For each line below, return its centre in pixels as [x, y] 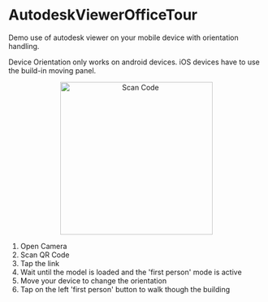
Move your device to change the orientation [93, 280]
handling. [24, 46]
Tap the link [39, 263]
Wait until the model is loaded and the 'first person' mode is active [131, 272]
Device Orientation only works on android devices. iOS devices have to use [134, 62]
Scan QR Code [45, 255]
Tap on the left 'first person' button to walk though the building [125, 289]
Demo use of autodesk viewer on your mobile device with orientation [124, 37]
